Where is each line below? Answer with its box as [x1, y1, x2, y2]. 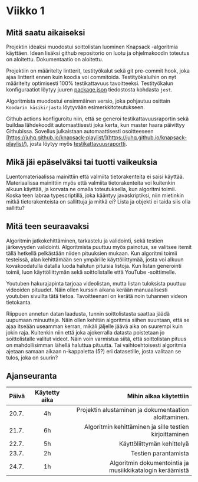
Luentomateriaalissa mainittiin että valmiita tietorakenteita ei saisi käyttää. [6, 173, 184, 180]
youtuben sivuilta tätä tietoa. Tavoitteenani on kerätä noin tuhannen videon [6, 292, 187, 299]
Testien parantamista [130, 450, 189, 458]
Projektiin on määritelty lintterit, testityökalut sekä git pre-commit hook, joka [6, 67, 190, 74]
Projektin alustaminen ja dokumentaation [76, 406, 189, 414]
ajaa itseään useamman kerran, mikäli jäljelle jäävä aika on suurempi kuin [6, 323, 183, 330]
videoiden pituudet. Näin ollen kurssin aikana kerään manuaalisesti [6, 286, 168, 293]
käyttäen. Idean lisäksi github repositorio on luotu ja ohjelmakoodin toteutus [6, 50, 190, 57]
